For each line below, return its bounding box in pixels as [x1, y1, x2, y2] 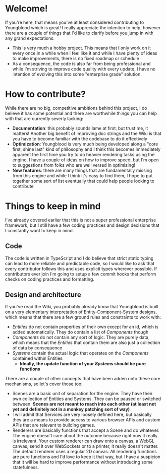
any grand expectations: [5, 35, 55, 41]
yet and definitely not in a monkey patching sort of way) [12, 406, 130, 412]
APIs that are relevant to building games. [12, 422, 96, 428]
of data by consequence [12, 345, 62, 351]
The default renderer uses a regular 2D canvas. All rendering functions [12, 449, 157, 455]
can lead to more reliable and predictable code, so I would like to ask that [5, 260, 155, 266]
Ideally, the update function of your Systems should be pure [19, 361, 146, 367]
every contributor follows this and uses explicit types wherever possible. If [5, 266, 157, 271]
